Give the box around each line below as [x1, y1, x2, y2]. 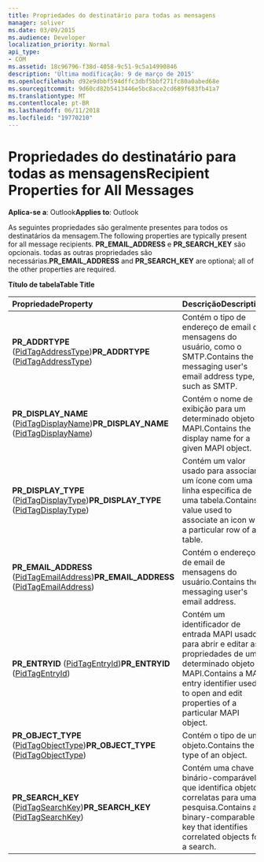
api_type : [8, 48, 41, 56]
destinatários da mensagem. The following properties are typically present [8, 231, 247, 240]
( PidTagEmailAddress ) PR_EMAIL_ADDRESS [12, 572, 175, 583]
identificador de [181, 619, 241, 630]
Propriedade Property [12, 298, 93, 309]
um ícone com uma [181, 475, 253, 486]
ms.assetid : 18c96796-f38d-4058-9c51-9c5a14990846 [8, 63, 178, 71]
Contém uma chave [181, 762, 254, 773]
